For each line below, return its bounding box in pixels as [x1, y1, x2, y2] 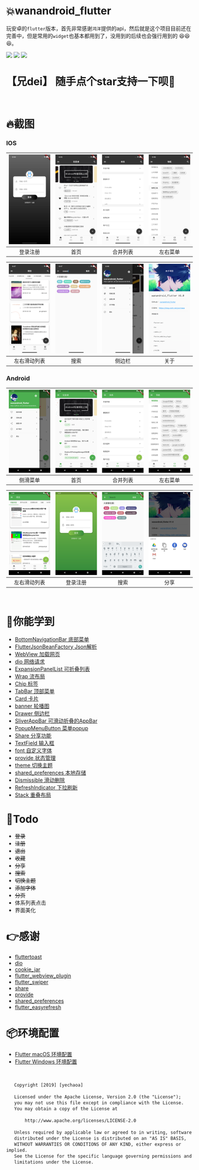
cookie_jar [14, 966, 41, 973]
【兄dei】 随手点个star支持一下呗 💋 [6, 75, 176, 88]
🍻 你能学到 [6, 615, 55, 628]
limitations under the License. [14, 1159, 94, 1165]
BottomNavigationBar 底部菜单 [14, 635, 89, 642]
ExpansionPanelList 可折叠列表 [14, 665, 90, 672]
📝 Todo [6, 812, 38, 826]
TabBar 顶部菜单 [14, 688, 55, 695]
